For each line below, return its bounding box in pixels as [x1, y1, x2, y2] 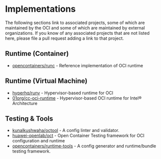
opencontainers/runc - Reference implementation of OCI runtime [12, 62, 143, 68]
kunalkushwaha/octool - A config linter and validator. [12, 128, 119, 133]
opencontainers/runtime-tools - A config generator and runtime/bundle [12, 143, 156, 149]
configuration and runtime [12, 138, 65, 144]
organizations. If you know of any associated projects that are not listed [5, 30, 150, 36]
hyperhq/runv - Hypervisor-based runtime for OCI [12, 90, 114, 96]
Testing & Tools [5, 114, 54, 123]
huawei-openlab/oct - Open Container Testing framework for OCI [12, 132, 145, 138]
